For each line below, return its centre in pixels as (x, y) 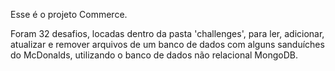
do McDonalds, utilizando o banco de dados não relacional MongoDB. (154, 55)
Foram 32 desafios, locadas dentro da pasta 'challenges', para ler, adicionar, (167, 33)
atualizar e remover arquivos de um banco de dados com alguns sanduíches (167, 44)
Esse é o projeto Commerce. (69, 14)
